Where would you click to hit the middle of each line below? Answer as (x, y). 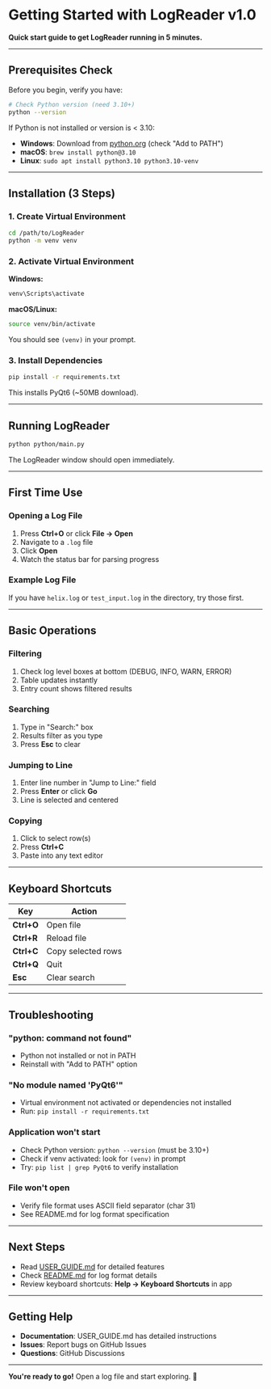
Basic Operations (52, 631)
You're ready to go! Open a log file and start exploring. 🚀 (103, 1377)
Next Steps (37, 1247)
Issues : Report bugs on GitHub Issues (83, 1345)
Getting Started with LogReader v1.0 (132, 15)
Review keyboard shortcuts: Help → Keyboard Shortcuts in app (126, 1284)
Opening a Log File (46, 516)
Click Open (39, 551)
